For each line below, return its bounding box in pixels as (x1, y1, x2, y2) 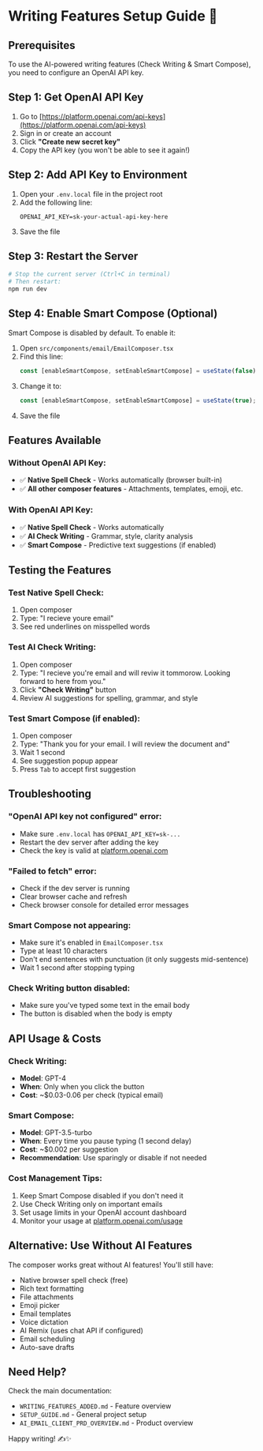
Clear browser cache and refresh (19, 892, 128, 901)
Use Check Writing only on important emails (19, 1199, 163, 1209)
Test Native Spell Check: (8, 587, 105, 598)
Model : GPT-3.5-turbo (19, 1128, 93, 1137)
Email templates (19, 1309, 72, 1318)
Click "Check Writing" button (19, 685, 117, 694)
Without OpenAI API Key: (8, 457, 106, 468)
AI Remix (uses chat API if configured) (19, 1325, 144, 1335)
